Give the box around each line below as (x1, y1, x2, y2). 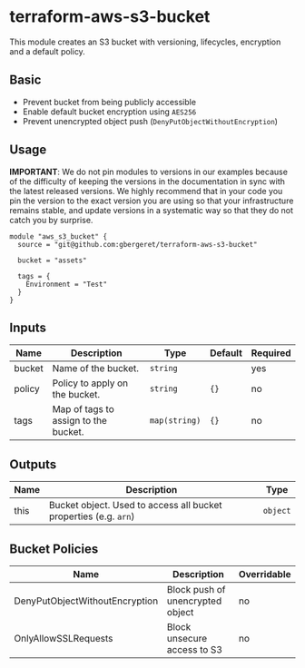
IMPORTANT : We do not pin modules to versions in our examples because (9, 166, 289, 177)
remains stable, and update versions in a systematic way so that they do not (9, 204, 293, 215)
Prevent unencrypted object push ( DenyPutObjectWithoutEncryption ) (22, 115, 279, 126)
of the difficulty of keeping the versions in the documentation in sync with (9, 175, 286, 187)
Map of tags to (52, 403, 115, 416)
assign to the (52, 415, 107, 427)
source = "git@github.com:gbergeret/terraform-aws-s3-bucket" (17, 240, 258, 249)
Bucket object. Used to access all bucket (48, 499, 222, 512)
